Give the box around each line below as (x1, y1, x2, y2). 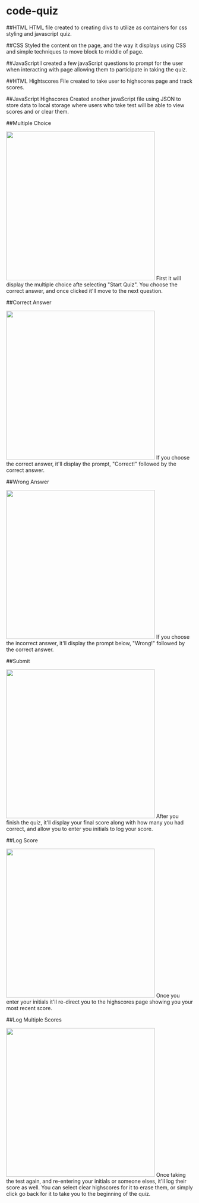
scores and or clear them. (6, 108, 70, 115)
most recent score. (6, 1004, 52, 1011)
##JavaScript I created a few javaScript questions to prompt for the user (6, 60, 184, 67)
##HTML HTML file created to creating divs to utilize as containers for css (6, 24, 188, 31)
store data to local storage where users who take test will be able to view (6, 101, 185, 108)
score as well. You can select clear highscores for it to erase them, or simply (6, 1183, 193, 1191)
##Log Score (6, 836, 39, 843)
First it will (156, 274, 181, 282)
